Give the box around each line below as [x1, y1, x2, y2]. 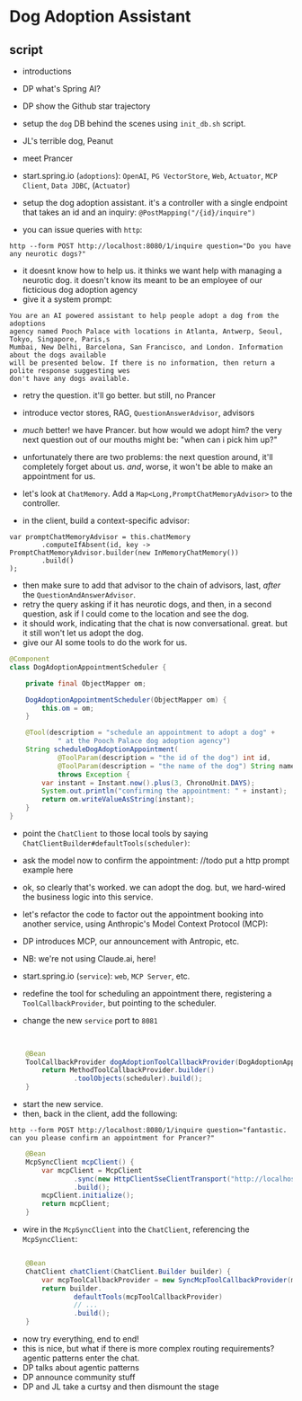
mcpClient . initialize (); [41, 1191, 135, 1201]
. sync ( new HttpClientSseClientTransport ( [73, 1175, 231, 1184]
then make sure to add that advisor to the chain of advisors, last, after [22, 580, 281, 590]
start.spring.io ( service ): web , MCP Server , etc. [22, 971, 191, 981]
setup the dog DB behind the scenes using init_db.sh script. [22, 119, 246, 129]
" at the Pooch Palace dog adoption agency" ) [57, 737, 231, 746]
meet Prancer [22, 153, 74, 164]
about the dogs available [9, 350, 106, 359]
